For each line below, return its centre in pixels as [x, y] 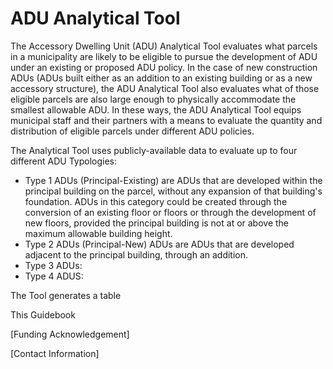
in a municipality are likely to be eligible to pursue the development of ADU [164, 56]
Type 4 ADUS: [54, 276]
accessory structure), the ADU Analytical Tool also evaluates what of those [165, 88]
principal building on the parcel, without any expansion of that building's [173, 191]
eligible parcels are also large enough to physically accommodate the [153, 99]
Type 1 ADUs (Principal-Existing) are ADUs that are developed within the [173, 180]
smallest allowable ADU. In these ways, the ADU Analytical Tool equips [156, 109]
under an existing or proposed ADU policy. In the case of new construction [164, 67]
